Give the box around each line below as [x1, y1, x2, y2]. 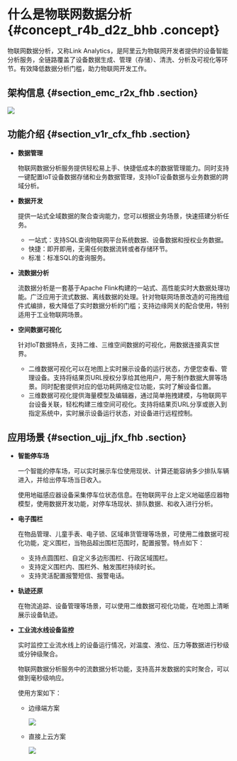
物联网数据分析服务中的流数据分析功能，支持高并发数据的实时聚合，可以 [17, 665, 229, 674]
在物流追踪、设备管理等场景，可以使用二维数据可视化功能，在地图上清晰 [17, 602, 229, 610]
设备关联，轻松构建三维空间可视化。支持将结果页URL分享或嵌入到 [34, 399, 227, 409]
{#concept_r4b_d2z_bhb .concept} [7, 22, 220, 38]
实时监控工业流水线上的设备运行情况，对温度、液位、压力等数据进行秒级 [17, 641, 229, 649]
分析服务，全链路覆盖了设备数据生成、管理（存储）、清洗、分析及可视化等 [7, 55, 222, 64]
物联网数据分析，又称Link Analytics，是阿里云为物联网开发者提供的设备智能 [7, 46, 228, 55]
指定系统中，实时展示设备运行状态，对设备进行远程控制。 [28, 409, 197, 417]
